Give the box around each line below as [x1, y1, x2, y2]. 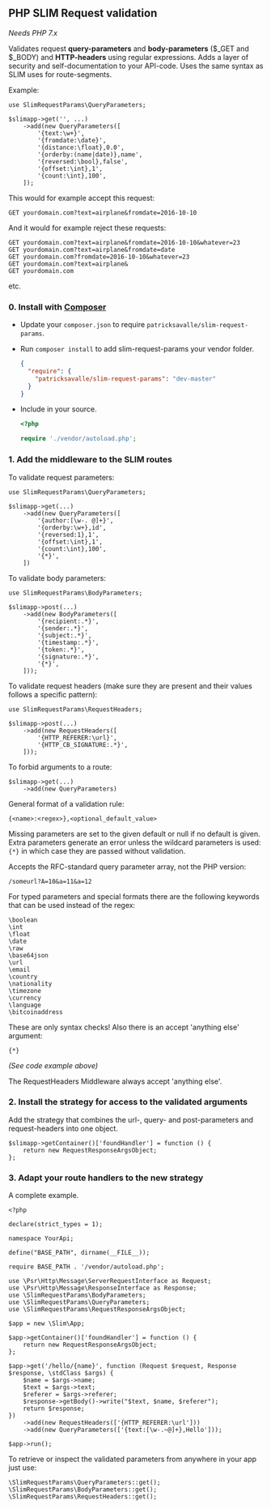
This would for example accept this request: [8, 193, 155, 202]
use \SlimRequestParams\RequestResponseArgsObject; [8, 1306, 186, 1314]
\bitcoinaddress [8, 1008, 63, 1016]
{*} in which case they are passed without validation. [8, 846, 186, 855]
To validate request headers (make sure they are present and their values [8, 680, 252, 691]
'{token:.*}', [37, 646, 85, 654]
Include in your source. [19, 404, 97, 414]
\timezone [8, 987, 42, 995]
